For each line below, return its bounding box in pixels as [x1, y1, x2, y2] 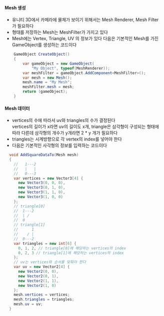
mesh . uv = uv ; [13, 301, 43, 307]
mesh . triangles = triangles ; [13, 297, 74, 302]
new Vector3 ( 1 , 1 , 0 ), [17, 190, 65, 195]
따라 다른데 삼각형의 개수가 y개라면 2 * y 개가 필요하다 [11, 130, 118, 136]
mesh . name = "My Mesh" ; [22, 80, 72, 85]
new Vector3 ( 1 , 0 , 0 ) [17, 195, 63, 200]
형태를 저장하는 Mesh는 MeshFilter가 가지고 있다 [11, 29, 108, 35]
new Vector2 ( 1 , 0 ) [17, 283, 56, 288]
